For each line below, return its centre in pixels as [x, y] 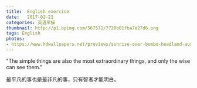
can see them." [24, 67]
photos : [16, 39]
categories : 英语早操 [31, 22]
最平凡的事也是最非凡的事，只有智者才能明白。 [62, 79]
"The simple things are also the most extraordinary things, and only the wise [98, 61]
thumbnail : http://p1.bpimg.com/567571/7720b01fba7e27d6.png [82, 28]
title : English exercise [38, 11]
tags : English [23, 33]
